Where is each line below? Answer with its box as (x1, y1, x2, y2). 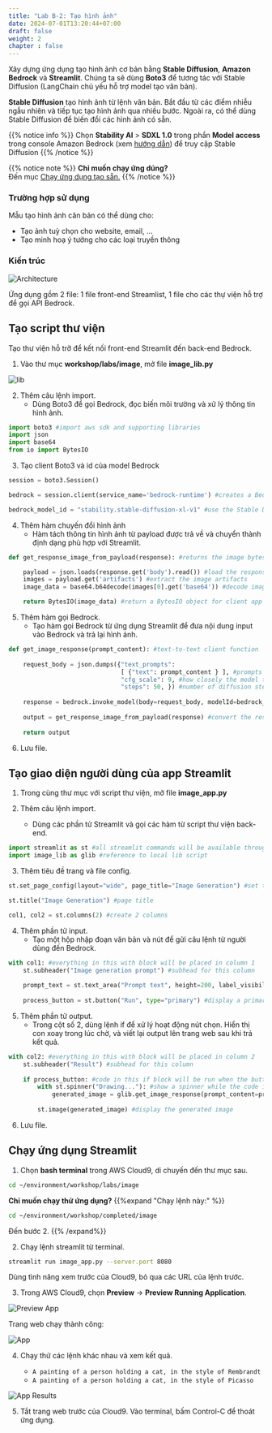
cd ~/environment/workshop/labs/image (8, 1180, 139, 1189)
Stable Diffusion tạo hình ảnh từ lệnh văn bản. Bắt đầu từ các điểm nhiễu (8, 97, 253, 107)
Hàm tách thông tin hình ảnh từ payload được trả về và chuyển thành (32, 529, 261, 538)
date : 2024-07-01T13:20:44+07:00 (8, 19, 121, 28)
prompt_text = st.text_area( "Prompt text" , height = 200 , (23, 982, 216, 990)
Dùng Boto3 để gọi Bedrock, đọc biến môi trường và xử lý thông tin (32, 399, 256, 408)
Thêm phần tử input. (19, 926, 88, 935)
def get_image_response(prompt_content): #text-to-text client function (8, 645, 259, 654)
